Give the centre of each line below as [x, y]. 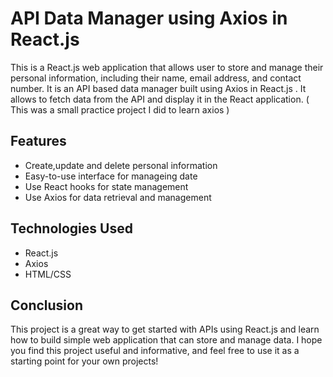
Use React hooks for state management [106, 186]
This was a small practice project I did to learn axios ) [120, 109]
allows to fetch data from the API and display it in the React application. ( [160, 99]
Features [38, 141]
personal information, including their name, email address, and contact [156, 78]
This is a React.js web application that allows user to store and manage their [167, 67]
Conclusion [47, 305]
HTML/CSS [48, 274]
